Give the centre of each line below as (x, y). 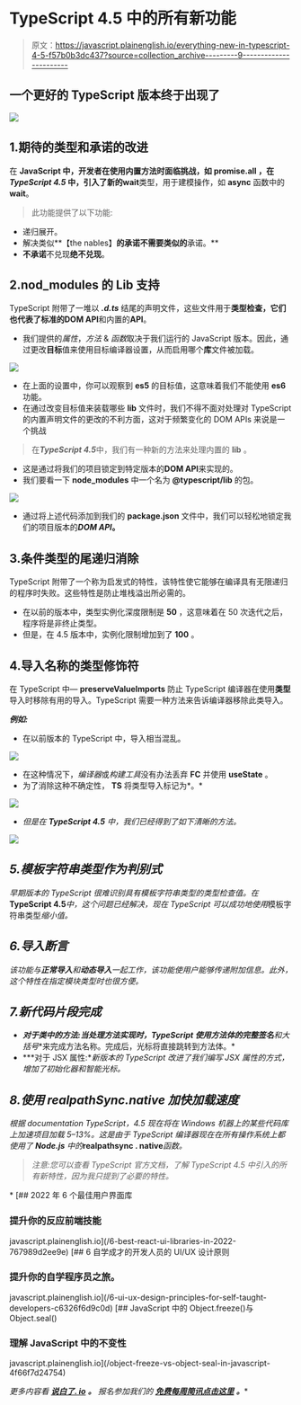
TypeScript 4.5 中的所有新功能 (123, 18)
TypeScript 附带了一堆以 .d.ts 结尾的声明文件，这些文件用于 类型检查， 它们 (148, 308)
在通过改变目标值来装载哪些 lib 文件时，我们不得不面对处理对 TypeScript (157, 408)
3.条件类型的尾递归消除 (74, 558)
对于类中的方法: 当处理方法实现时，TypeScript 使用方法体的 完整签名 (148, 1036)
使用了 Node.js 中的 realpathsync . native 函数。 (98, 1146)
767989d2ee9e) (39, 1251)
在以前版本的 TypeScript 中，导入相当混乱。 (104, 738)
